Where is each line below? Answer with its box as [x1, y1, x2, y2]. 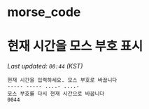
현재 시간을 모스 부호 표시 [7, 38, 143, 54]
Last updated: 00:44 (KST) [7, 62, 83, 71]
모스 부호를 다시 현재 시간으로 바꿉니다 [7, 90, 105, 98]
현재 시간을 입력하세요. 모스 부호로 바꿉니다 [7, 77, 118, 84]
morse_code [7, 4, 81, 20]
